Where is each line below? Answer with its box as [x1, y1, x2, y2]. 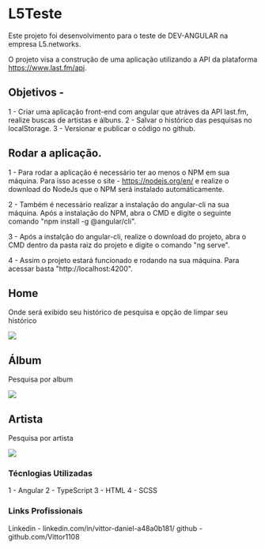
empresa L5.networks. [8, 39, 81, 48]
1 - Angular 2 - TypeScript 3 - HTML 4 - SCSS [8, 486, 158, 495]
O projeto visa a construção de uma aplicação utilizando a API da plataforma [8, 55, 258, 64]
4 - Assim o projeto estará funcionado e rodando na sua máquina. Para [8, 255, 240, 265]
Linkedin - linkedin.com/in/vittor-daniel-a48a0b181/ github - [8, 523, 203, 533]
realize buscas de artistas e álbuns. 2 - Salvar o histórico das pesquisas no [8, 115, 252, 125]
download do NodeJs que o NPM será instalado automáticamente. [8, 184, 225, 194]
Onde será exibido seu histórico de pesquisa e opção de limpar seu [8, 307, 228, 317]
